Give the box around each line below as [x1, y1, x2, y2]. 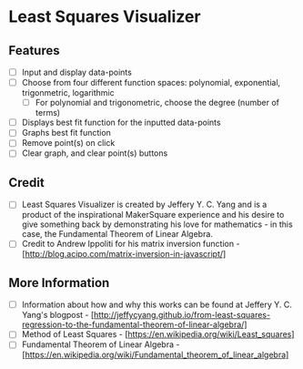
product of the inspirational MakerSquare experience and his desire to [21, 210, 285, 220]
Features [8, 43, 60, 58]
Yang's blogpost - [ [21, 310, 95, 321]
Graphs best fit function [21, 128, 111, 138]
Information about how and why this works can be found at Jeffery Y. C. [21, 299, 293, 311]
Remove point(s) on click [21, 138, 116, 149]
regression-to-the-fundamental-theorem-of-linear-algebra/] [21, 319, 247, 330]
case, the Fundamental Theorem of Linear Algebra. [21, 229, 213, 240]
